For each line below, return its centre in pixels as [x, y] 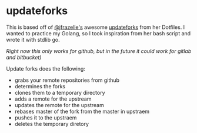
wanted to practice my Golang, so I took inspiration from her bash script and [98, 33]
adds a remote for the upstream [53, 99]
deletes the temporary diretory [52, 124]
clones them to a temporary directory [60, 92]
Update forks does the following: [46, 68]
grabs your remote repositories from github [67, 80]
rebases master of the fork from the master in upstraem [82, 111]
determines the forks [40, 86]
